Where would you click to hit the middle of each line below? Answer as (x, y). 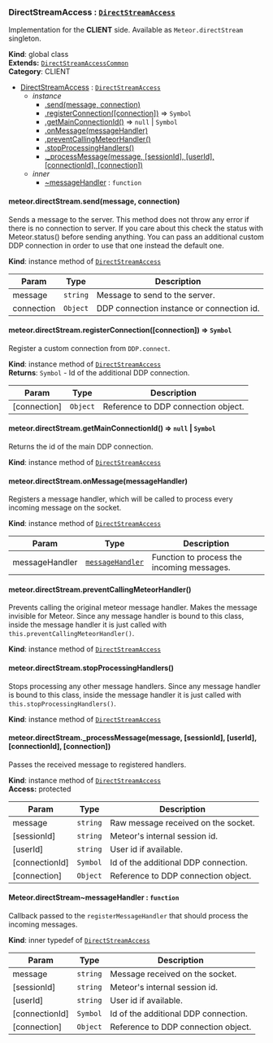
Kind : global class (39, 55)
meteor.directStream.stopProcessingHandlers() (91, 668)
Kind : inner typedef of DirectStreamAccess (79, 940)
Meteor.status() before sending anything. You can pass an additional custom (136, 237)
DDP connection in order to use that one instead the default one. (117, 245)
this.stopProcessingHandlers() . (62, 703)
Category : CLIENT (39, 72)
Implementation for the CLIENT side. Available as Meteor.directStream (126, 30)
